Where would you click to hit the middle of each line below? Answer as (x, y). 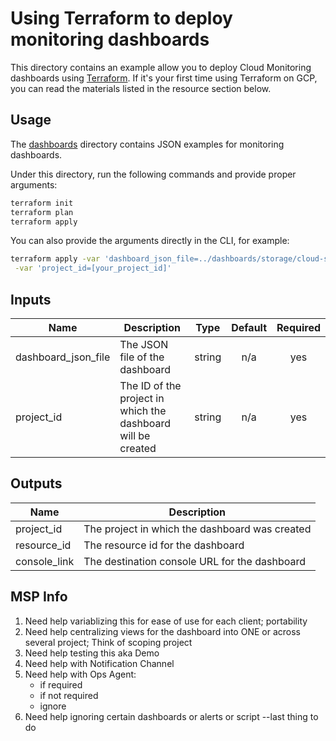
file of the (142, 357)
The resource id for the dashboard (164, 545)
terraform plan (42, 212)
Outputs (36, 483)
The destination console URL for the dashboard (194, 561)
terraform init (42, 203)
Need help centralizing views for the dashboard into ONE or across (162, 631)
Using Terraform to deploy (121, 18)
